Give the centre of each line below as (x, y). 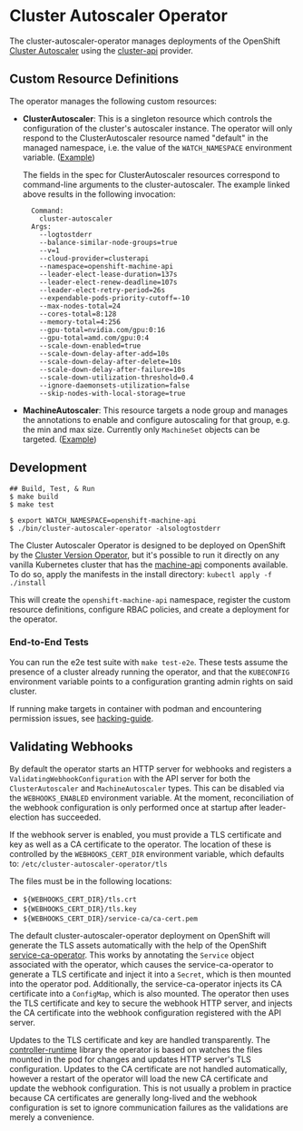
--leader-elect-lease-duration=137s (108, 274)
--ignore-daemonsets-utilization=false (115, 385)
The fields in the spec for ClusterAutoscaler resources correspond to (151, 174)
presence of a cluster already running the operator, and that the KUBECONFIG (150, 672)
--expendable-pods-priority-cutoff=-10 (115, 298)
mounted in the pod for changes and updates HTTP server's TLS (130, 1059)
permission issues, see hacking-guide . (82, 718)
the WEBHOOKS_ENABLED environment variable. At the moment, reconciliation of (152, 797)
